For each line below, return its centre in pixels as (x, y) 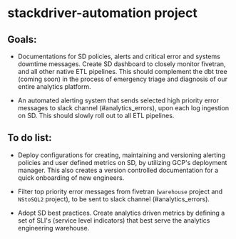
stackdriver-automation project (102, 13)
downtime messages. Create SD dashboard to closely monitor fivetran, (122, 64)
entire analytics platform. (54, 86)
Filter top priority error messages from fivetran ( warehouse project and (120, 191)
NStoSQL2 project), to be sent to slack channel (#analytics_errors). (114, 199)
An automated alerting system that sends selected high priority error (118, 100)
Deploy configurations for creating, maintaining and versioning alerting (122, 155)
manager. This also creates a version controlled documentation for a (118, 170)
